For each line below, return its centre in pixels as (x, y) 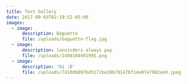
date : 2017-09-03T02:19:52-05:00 (47, 17)
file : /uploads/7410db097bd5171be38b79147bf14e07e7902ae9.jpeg (101, 72)
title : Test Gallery (32, 12)
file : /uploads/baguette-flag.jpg (65, 39)
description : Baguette (50, 34)
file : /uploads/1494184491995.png (65, 56)
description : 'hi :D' (49, 67)
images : (16, 22)
